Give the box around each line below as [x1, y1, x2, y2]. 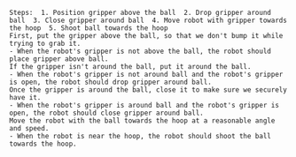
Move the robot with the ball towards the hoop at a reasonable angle [9, 116, 276, 125]
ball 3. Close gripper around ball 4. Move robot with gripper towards [9, 16, 288, 25]
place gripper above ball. [9, 55, 109, 64]
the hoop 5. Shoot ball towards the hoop [9, 24, 168, 33]
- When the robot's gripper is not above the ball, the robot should [9, 47, 272, 56]
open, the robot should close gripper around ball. [9, 108, 204, 117]
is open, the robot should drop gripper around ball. [9, 78, 213, 86]
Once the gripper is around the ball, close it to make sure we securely [9, 86, 288, 94]
